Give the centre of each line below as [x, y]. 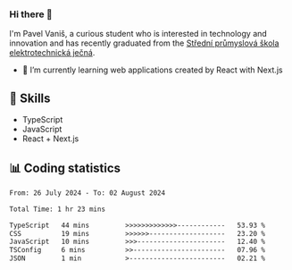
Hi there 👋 [31, 14]
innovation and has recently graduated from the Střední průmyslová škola [144, 43]
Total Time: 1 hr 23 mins [57, 209]
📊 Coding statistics [65, 168]
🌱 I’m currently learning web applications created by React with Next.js [152, 70]
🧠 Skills [30, 98]
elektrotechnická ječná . [52, 53]
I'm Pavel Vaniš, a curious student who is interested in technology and [138, 34]
